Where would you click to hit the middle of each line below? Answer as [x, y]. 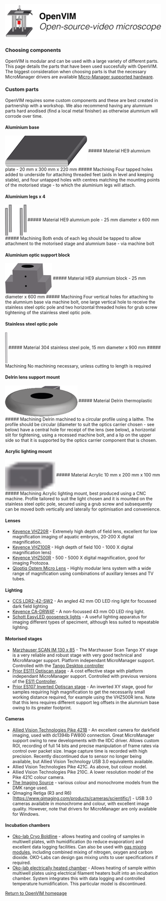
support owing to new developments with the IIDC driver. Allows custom [86, 740]
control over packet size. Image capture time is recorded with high [80, 751]
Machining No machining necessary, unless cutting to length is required [78, 366]
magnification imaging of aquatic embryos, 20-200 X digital [73, 537]
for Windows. [26, 814]
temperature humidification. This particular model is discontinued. [79, 884]
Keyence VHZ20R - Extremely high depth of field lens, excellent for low [85, 531]
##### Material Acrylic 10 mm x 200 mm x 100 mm [108, 474]
